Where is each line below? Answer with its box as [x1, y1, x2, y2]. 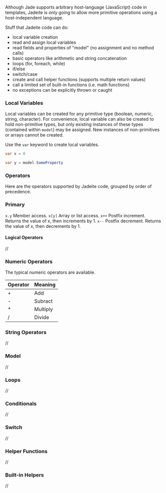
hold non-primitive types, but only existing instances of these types [5, 122, 143, 128]
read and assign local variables [12, 39, 76, 45]
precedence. [5, 189, 31, 195]
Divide [34, 314, 49, 321]
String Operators [5, 329, 47, 336]
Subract [34, 298, 53, 305]
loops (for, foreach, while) [12, 61, 66, 66]
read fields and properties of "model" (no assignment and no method [12, 45, 154, 50]
